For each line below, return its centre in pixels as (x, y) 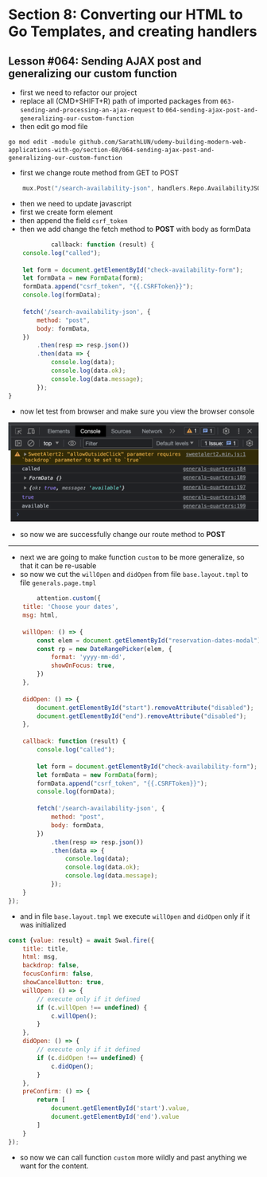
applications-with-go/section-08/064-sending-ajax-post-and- (112, 150)
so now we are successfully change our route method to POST (122, 535)
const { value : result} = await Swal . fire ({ (81, 940)
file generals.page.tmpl (58, 583)
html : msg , (41, 957)
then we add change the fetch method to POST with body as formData (135, 229)
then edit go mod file (54, 126)
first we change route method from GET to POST (99, 173)
